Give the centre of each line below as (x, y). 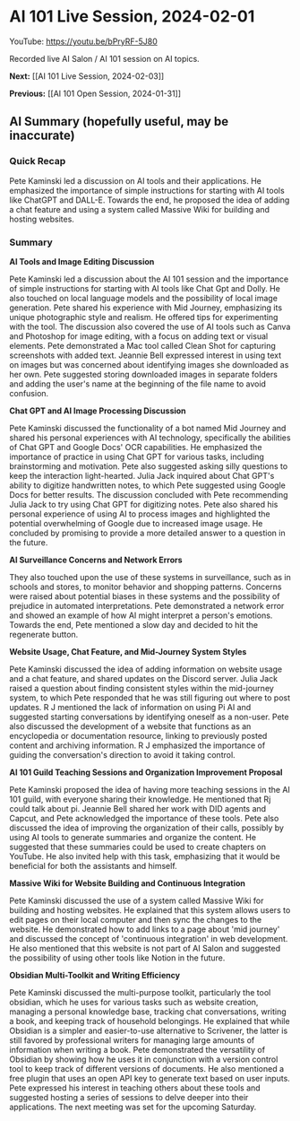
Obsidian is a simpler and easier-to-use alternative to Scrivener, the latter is (149, 1030)
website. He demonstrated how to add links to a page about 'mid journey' (145, 929)
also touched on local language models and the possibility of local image (143, 298)
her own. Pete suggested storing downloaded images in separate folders (143, 374)
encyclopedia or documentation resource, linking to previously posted (138, 735)
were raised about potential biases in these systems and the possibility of (145, 596)
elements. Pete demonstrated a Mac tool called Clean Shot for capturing (142, 345)
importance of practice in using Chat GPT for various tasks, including (137, 456)
